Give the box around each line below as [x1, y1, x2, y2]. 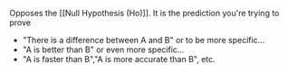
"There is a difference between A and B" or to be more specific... [22, 35, 265, 45]
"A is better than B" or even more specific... [22, 44, 185, 55]
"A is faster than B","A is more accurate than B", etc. [22, 54, 216, 64]
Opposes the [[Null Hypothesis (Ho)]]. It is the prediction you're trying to [9, 8, 280, 18]
